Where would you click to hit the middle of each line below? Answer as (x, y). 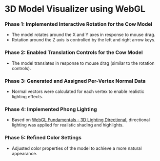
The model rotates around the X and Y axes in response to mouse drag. (83, 35)
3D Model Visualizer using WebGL (75, 9)
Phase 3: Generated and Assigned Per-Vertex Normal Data (75, 81)
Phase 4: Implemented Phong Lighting (51, 109)
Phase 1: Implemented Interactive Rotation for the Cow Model (79, 24)
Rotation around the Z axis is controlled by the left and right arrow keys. (83, 40)
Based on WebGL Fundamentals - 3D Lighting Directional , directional (80, 120)
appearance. (24, 153)
